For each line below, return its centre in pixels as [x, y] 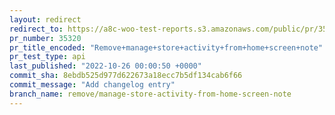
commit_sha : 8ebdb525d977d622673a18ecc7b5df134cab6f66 [126, 76]
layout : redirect [45, 19]
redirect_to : [36, 29]
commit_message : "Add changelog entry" [92, 85]
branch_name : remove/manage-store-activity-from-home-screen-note [150, 94]
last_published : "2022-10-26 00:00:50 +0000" [105, 66]
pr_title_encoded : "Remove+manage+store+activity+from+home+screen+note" [166, 47]
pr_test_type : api [47, 57]
